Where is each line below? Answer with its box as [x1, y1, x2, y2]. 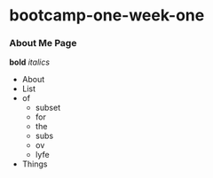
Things [21, 159, 48, 169]
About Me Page [9, 37, 77, 50]
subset [35, 103, 60, 113]
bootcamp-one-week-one [9, 5, 205, 26]
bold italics [9, 57, 51, 67]
